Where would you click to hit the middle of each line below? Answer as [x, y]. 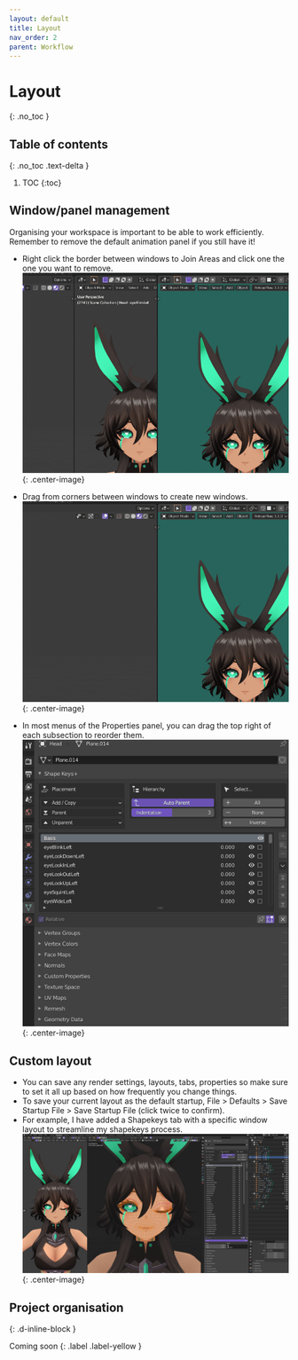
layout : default [39, 19]
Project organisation [67, 1307]
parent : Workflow [41, 47]
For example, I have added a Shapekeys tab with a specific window [145, 1120]
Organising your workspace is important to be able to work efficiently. [137, 232]
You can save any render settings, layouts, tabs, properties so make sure [155, 1082]
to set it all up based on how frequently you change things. [129, 1092]
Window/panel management [90, 211]
